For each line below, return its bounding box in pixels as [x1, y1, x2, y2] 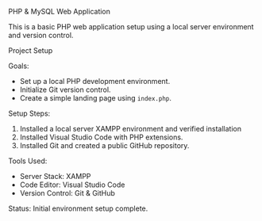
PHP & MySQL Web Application [8, 7, 111, 16]
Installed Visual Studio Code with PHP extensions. [19, 132, 183, 142]
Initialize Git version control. [19, 85, 111, 94]
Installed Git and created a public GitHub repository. [19, 141, 190, 150]
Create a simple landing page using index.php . [19, 93, 172, 102]
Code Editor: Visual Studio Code [19, 180, 125, 189]
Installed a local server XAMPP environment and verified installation [19, 124, 242, 133]
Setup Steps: [8, 109, 51, 118]
